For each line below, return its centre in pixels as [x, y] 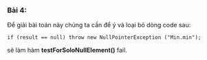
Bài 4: [17, 10]
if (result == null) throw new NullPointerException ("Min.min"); [104, 37]
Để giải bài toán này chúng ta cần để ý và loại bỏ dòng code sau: [99, 25]
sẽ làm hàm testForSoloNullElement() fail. [67, 50]
